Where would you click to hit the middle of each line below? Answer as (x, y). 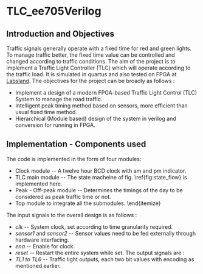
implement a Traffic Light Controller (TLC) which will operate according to (98, 68)
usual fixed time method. (46, 112)
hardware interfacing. (42, 240)
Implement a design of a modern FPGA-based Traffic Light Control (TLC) (106, 92)
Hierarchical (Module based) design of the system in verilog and (95, 118)
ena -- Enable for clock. (45, 246)
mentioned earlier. (38, 265)
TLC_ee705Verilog (54, 11)
